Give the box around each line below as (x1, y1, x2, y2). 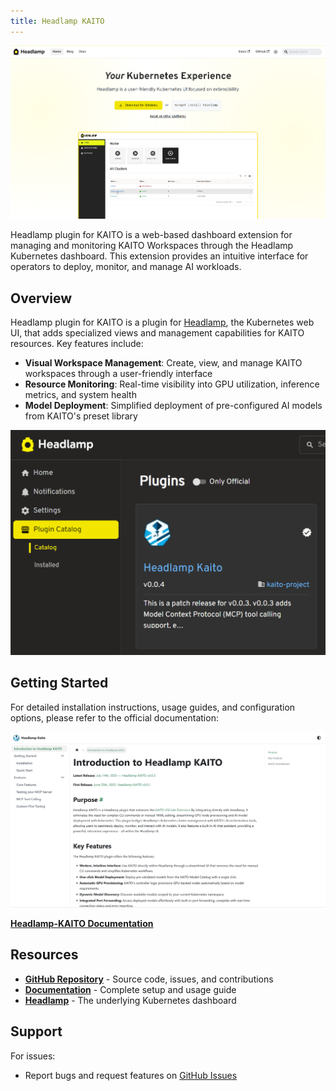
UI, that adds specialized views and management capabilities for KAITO (10, 327, 305, 339)
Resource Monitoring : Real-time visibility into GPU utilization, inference (24, 378, 320, 390)
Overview (10, 290, 73, 307)
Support (10, 1023, 63, 1040)
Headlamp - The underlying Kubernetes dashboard (24, 994, 237, 1006)
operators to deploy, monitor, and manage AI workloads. (10, 261, 242, 273)
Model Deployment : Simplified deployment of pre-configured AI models (24, 400, 323, 412)
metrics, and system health (24, 389, 137, 401)
